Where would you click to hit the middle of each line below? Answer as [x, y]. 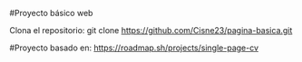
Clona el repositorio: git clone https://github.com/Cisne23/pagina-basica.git [151, 30]
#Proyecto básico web [51, 13]
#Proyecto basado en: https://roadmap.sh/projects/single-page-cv [134, 48]
